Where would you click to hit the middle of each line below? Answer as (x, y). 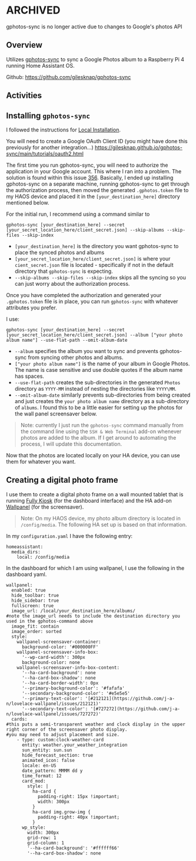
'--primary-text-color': (52, 698)
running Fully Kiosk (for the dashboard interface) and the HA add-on (89, 500)
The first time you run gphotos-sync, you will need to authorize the (87, 165)
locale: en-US (39, 766)
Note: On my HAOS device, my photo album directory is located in (100, 518)
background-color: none (51, 662)
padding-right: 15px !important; (78, 796)
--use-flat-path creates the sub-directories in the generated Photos (97, 382)
